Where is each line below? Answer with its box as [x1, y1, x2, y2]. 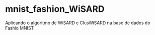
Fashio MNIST [5, 25, 34, 31]
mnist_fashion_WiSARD [5, 3, 105, 15]
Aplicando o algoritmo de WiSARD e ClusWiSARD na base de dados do [5, 20, 151, 26]
